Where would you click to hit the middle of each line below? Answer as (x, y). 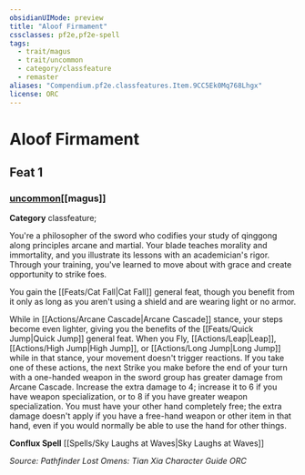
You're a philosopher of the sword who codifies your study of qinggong (143, 236)
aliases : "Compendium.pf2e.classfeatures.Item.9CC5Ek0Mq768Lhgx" (136, 86)
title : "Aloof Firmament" (58, 26)
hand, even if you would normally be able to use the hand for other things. (148, 426)
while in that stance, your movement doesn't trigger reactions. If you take (147, 358)
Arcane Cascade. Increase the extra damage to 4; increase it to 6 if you (143, 387)
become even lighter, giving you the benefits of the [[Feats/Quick (132, 329)
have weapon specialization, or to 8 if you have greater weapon (129, 397)
